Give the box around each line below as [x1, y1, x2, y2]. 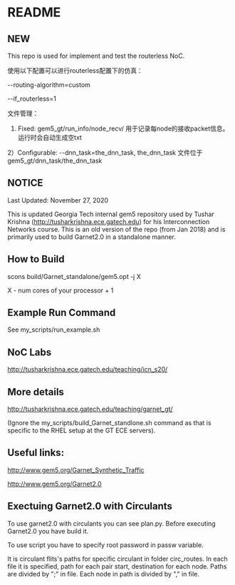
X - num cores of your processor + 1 [7, 286, 114, 295]
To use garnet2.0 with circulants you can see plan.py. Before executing [7, 519, 216, 528]
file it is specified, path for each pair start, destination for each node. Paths [7, 561, 227, 571]
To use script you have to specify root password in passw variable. [7, 540, 204, 549]
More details [7, 386, 64, 398]
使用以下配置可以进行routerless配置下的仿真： [7, 66, 144, 75]
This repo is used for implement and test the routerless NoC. [7, 51, 185, 60]
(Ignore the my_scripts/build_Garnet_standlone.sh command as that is [7, 419, 211, 427]
